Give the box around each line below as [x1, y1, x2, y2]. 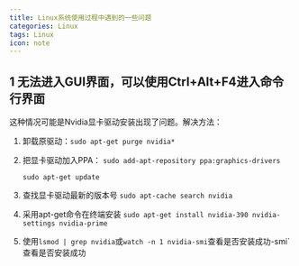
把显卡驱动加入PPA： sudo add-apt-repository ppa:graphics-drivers [22, 155, 281, 166]
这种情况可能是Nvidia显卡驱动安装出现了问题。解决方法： [9, 116, 222, 127]
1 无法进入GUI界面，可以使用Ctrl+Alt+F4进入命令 [9, 74, 285, 89]
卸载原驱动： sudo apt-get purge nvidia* [22, 136, 176, 147]
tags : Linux [9, 30, 54, 39]
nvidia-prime [59, 219, 108, 228]
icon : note [9, 38, 50, 48]
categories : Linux [9, 22, 78, 31]
